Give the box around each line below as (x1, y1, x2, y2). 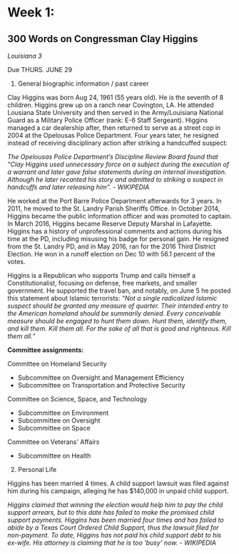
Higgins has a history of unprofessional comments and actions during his (7, 227, 223, 236)
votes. (7, 258, 26, 266)
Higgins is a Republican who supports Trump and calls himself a (7, 271, 196, 279)
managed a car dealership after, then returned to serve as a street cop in (7, 124, 221, 132)
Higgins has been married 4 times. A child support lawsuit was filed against (7, 479, 230, 488)
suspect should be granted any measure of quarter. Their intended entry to (7, 301, 228, 310)
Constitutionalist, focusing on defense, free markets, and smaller (7, 279, 198, 287)
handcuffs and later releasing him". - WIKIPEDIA (7, 183, 150, 191)
